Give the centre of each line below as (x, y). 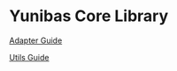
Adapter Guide (36, 40)
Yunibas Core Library (89, 16)
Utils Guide (29, 57)
